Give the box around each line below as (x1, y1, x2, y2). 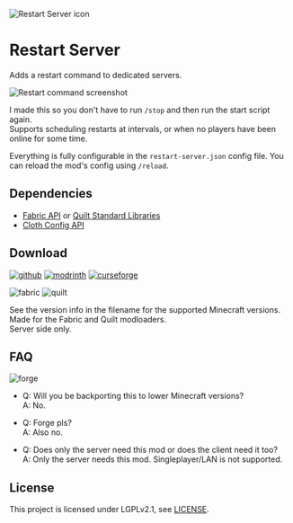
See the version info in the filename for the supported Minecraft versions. (9, 304, 281, 315)
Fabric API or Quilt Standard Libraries (22, 209, 161, 220)
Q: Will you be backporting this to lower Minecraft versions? (22, 391, 244, 402)
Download (9, 245, 67, 261)
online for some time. (9, 133, 88, 144)
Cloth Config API (22, 219, 84, 230)
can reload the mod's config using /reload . (9, 160, 169, 171)
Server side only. (9, 324, 72, 334)
